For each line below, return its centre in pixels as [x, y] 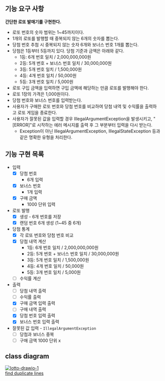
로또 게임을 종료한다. [37, 112]
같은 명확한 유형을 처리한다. [46, 137]
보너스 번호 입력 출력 [39, 322]
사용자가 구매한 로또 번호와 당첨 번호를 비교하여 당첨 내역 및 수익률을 [78, 106]
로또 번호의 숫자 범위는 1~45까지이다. [48, 32]
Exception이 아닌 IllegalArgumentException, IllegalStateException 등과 [90, 131]
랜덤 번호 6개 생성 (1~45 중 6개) [50, 223]
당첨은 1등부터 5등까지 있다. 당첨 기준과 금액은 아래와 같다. [68, 50]
